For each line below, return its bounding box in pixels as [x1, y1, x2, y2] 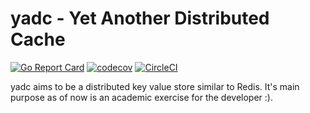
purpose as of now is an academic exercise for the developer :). [10, 91, 273, 103]
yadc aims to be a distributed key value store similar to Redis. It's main [10, 80, 300, 92]
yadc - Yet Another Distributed [10, 7, 270, 30]
